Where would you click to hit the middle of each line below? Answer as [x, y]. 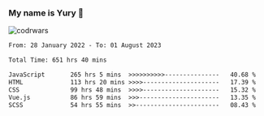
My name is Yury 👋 [46, 13]
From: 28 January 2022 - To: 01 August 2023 [85, 45]
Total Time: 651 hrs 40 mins [58, 60]
